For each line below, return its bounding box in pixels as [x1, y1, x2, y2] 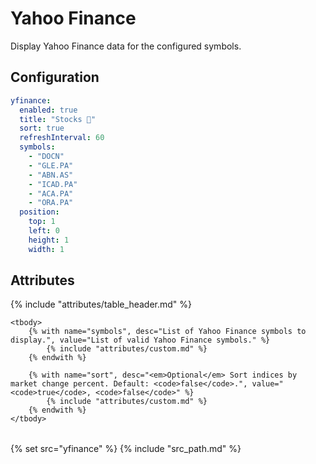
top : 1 [28, 217, 56, 227]
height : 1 [28, 235, 70, 245]
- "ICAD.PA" [28, 179, 78, 189]
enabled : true [19, 105, 78, 115]
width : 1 [28, 244, 65, 254]
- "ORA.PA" [28, 198, 74, 208]
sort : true [19, 123, 65, 134]
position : [19, 207, 60, 217]
